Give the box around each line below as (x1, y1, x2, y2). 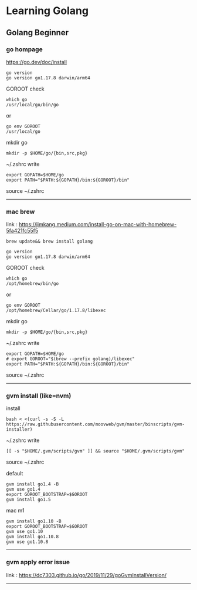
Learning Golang (6, 4, 89, 18)
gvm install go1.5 (6, 497, 51, 503)
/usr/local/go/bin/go (6, 102, 59, 108)
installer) (6, 427, 33, 433)
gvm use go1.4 (6, 487, 41, 492)
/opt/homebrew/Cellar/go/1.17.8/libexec (6, 307, 107, 314)
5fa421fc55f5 (6, 227, 39, 234)
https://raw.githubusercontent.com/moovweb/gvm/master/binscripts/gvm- (6, 421, 185, 427)
